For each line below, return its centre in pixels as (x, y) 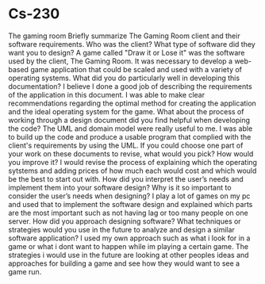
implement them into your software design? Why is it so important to (120, 187)
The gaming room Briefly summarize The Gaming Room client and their (124, 36)
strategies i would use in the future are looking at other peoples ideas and (129, 255)
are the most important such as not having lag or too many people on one (128, 213)
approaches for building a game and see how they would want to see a (124, 263)
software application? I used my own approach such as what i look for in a (129, 238)
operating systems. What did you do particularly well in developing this (124, 78)
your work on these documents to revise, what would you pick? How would (131, 154)
